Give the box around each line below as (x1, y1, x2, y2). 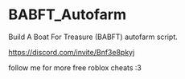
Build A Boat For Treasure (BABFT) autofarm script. (8, 32, 179, 41)
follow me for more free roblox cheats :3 (8, 62, 142, 73)
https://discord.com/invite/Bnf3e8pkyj (8, 47, 135, 57)
